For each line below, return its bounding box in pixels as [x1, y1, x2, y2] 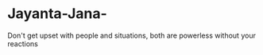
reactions [7, 38, 39, 48]
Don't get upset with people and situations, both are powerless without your [7, 31, 256, 40]
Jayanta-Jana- [7, 5, 108, 23]
